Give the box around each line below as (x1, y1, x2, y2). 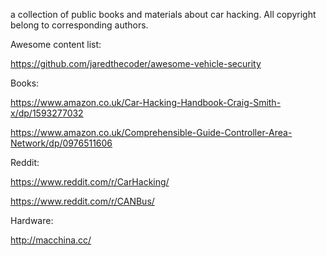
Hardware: (10, 215, 54, 226)
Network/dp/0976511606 (10, 137, 113, 149)
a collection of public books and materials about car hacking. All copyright (10, 9, 317, 20)
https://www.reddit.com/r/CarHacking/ (10, 176, 170, 188)
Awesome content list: (10, 39, 102, 50)
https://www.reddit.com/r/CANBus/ (10, 195, 155, 207)
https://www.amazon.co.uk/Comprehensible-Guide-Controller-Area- (10, 127, 293, 138)
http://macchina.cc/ (10, 234, 92, 246)
